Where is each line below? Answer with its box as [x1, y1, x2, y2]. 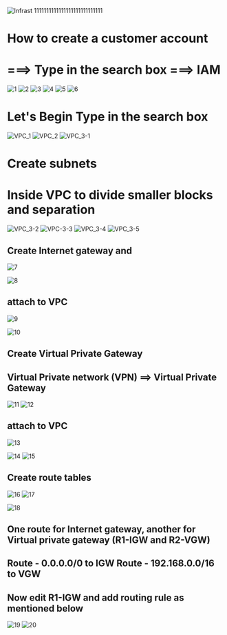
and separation [7, 202, 96, 218]
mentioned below [7, 603, 84, 614]
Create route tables [7, 472, 91, 483]
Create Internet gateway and [7, 244, 133, 256]
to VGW [7, 568, 41, 580]
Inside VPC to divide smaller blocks [7, 187, 213, 203]
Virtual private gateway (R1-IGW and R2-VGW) [7, 534, 211, 546]
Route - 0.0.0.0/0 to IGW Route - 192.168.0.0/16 [7, 558, 215, 570]
